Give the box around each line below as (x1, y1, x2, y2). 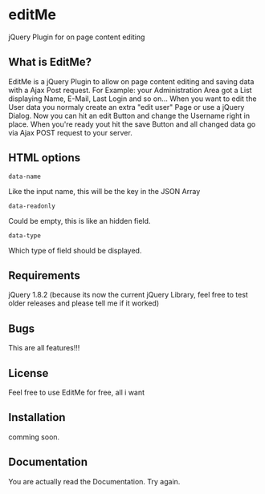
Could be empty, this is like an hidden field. (8, 216, 151, 225)
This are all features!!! (8, 343, 80, 353)
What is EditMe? (8, 55, 92, 69)
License (8, 366, 49, 380)
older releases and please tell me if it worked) (8, 298, 160, 308)
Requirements (8, 269, 80, 282)
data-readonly (8, 202, 56, 210)
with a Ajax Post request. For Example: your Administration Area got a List (8, 85, 252, 95)
